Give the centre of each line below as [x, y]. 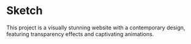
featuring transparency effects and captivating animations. [80, 34]
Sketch [24, 11]
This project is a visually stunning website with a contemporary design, [96, 28]
